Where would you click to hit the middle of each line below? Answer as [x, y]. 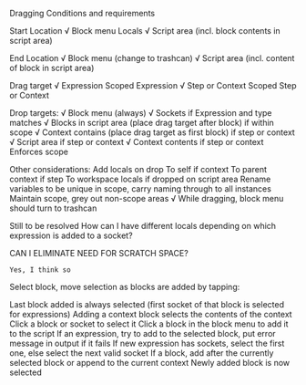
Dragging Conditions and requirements [82, 13]
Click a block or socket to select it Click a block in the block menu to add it [149, 324]
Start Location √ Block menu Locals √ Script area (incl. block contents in [145, 31]
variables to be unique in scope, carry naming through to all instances [140, 189]
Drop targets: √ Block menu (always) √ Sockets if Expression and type [141, 113]
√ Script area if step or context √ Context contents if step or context [137, 142]
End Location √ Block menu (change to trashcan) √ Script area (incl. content [152, 58]
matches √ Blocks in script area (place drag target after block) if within [142, 123]
